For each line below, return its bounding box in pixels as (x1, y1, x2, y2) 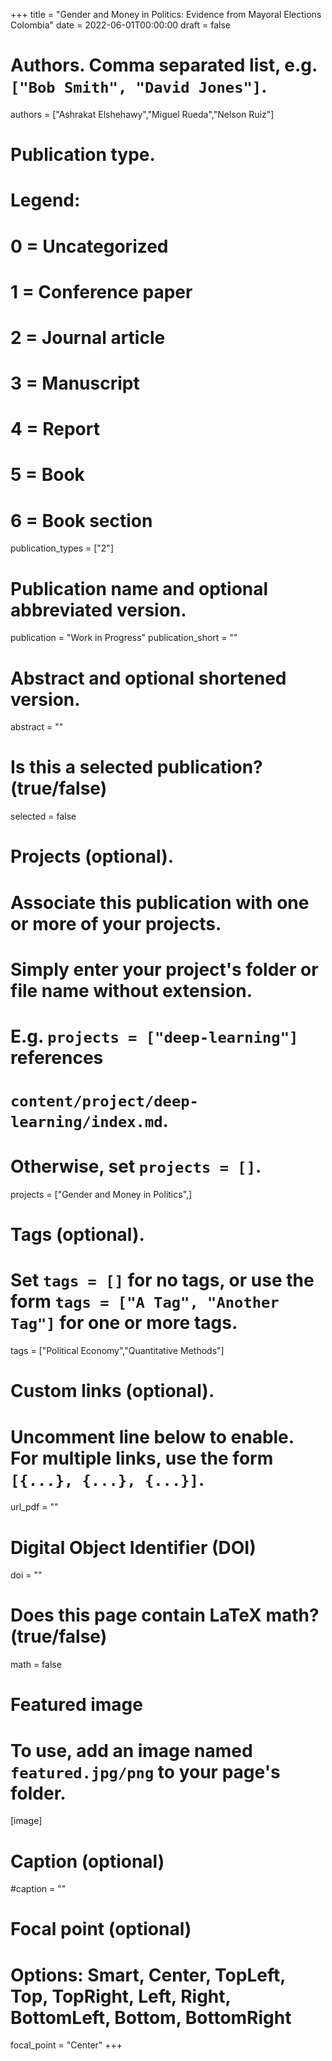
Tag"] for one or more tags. (10, 1312, 238, 1334)
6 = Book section (10, 509, 153, 532)
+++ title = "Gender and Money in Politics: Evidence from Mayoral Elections (10, 9, 322, 20)
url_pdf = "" (10, 1501, 59, 1513)
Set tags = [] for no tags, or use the (10, 1269, 315, 1292)
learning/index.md (10, 1113, 163, 1132)
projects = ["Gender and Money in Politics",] (10, 1189, 193, 1201)
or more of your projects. (10, 912, 222, 935)
